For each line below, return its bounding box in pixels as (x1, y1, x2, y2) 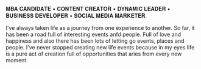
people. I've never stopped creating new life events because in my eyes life (5, 44, 195, 51)
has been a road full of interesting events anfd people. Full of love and (5, 31, 182, 38)
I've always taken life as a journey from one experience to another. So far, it (5, 24, 195, 31)
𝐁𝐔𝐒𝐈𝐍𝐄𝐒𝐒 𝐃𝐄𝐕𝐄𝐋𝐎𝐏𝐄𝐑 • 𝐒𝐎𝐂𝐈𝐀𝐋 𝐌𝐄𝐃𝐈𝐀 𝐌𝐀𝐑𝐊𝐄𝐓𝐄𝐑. (5, 12, 147, 19)
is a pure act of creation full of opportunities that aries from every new (5, 50, 182, 57)
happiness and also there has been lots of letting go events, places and (5, 37, 185, 45)
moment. (5, 57, 28, 64)
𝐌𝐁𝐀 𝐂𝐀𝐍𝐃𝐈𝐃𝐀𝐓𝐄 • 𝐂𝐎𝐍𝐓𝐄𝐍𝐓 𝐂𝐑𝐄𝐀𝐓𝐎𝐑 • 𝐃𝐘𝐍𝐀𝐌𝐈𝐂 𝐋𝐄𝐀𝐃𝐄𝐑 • (5, 5, 171, 12)
